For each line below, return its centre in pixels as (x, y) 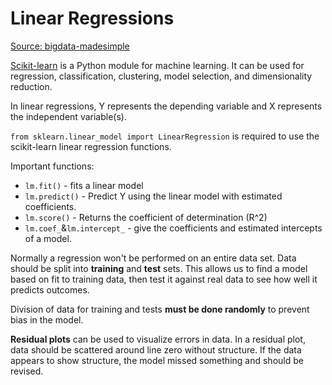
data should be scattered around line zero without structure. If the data (156, 349)
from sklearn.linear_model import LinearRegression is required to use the (165, 136)
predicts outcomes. (50, 289)
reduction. (31, 86)
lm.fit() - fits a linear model (84, 185)
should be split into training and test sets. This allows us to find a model (159, 268)
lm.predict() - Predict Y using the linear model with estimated (153, 196)
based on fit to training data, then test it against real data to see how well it (164, 279)
